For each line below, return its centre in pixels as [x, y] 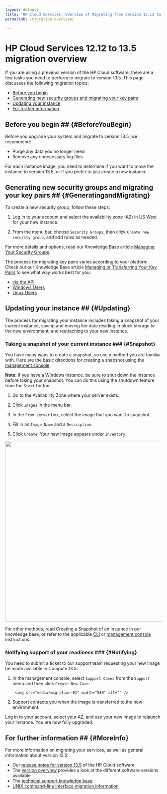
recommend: [18, 142]
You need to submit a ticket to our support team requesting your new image [83, 663]
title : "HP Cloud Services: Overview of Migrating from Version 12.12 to [83, 14]
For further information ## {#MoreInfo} [67, 738]
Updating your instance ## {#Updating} [68, 308]
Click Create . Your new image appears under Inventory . [69, 434]
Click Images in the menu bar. [42, 405]
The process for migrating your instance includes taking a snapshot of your [82, 320]
